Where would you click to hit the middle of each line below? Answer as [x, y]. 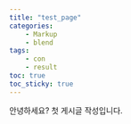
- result [41, 68]
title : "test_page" [45, 17]
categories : [31, 26]
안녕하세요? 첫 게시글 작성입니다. [66, 110]
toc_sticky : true [41, 84]
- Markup [41, 34]
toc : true [28, 76]
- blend [39, 42]
